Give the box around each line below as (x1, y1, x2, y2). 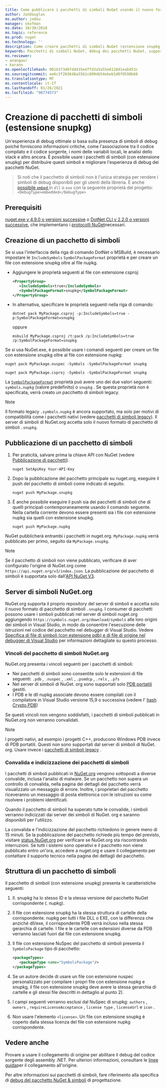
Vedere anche (5, 1039, 49, 1047)
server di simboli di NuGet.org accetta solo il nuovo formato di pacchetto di (5, 419, 158, 425)
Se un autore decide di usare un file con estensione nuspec (12, 974, 133, 980)
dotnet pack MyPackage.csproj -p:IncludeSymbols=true (12, 311, 125, 316)
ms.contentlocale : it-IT (5, 81, 56, 86)
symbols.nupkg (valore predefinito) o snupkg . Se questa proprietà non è (5, 384, 149, 390)
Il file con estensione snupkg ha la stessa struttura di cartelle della (12, 910, 147, 916)
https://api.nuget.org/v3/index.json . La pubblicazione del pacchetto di (5, 568, 154, 574)
